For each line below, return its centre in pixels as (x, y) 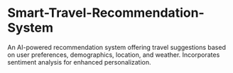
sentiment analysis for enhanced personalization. (79, 62)
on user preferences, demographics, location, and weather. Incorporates (114, 55)
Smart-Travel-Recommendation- (106, 13)
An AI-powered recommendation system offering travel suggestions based (116, 47)
